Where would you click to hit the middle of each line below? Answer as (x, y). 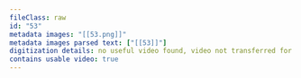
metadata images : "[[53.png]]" (68, 34)
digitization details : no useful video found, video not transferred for (151, 51)
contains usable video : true (64, 59)
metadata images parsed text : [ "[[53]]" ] (88, 43)
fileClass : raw (38, 17)
